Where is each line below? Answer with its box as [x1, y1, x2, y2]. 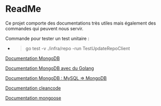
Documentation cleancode [5, 85, 61, 91]
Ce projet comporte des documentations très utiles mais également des [5, 20, 156, 26]
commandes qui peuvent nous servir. [5, 25, 83, 31]
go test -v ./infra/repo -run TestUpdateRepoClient [25, 45, 130, 51]
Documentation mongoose [5, 95, 61, 101]
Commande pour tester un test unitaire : [5, 35, 89, 41]
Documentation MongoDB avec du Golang [5, 65, 95, 71]
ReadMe [5, 3, 41, 15]
